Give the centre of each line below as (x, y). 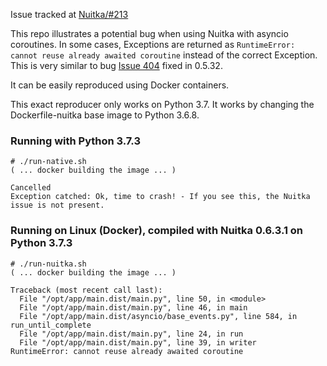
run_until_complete (51, 325)
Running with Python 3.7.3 (75, 141)
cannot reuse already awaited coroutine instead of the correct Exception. (164, 55)
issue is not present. (57, 205)
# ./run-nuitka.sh (48, 264)
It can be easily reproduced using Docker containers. (120, 85)
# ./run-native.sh (48, 162)
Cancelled (31, 188)
